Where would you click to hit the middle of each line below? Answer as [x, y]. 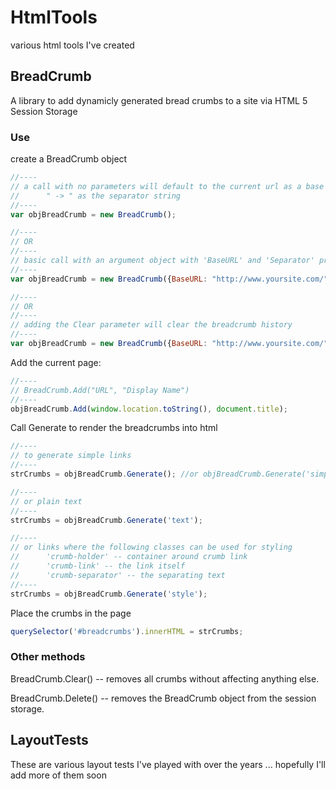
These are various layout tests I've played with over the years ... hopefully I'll [168, 764]
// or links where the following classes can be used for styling [151, 547]
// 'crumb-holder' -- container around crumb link [129, 557]
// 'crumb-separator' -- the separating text [118, 575]
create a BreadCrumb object [69, 159]
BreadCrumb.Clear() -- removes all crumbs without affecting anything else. [165, 678]
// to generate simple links [71, 456]
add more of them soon [58, 775]
